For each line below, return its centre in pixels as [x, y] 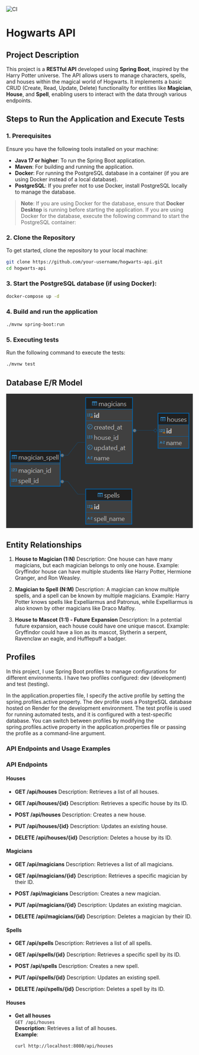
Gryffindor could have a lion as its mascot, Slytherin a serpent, [91, 632]
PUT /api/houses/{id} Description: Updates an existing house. [91, 826]
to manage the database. [45, 192]
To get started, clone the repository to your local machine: [77, 250]
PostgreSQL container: [48, 222]
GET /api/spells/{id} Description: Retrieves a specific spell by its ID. [98, 955]
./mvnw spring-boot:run [36, 325]
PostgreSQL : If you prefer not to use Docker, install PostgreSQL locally [101, 185]
